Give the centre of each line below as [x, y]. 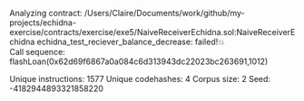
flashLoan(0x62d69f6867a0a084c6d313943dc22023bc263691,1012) [139, 61]
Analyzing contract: [46, 13]
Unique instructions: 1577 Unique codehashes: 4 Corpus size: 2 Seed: [140, 79]
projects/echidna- [43, 23]
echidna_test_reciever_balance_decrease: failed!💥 [131, 41]
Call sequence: [37, 52]
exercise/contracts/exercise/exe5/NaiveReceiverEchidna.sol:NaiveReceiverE [152, 32]
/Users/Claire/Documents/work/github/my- [164, 13]
